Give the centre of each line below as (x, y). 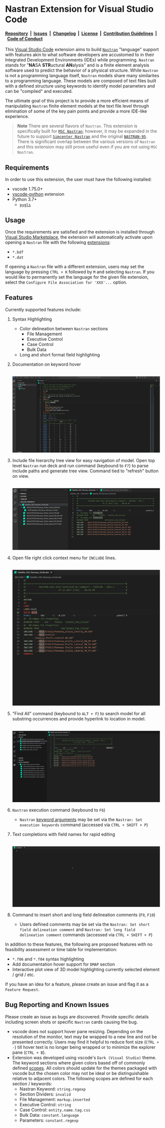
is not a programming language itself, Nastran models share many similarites (82, 76)
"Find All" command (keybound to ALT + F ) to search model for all (79, 713)
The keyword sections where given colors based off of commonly (79, 1063)
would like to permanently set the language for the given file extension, (77, 277)
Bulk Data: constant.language (49, 1115)
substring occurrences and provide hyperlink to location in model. (79, 719)
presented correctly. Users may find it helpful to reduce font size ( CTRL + (85, 1042)
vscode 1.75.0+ (27, 189)
